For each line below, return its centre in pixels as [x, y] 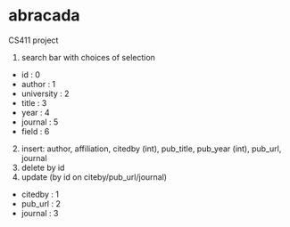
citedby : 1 [40, 194]
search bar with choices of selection [88, 57]
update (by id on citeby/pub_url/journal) [94, 177]
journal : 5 [40, 122]
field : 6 [35, 131]
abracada [45, 16]
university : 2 [45, 93]
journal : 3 [40, 213]
